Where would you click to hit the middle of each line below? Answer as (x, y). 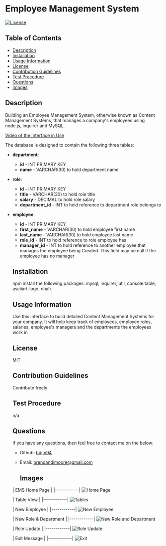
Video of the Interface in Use (35, 135)
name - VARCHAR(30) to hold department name (69, 170)
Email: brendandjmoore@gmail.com (56, 462)
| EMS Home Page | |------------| (46, 490)
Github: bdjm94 (36, 453)
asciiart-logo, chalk (32, 289)
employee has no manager (47, 256)
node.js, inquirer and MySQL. (35, 126)
